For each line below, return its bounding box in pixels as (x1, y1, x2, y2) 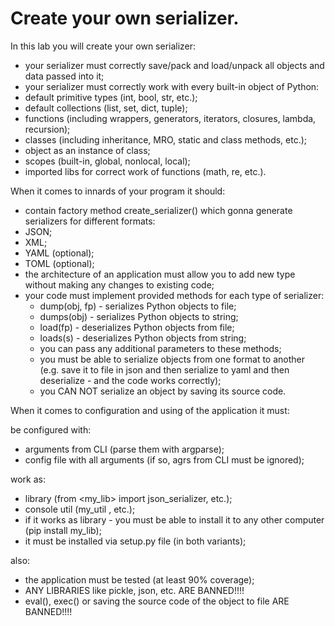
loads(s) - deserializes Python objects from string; (39, 332, 247, 344)
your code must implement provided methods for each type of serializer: (24, 289, 325, 301)
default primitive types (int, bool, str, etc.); (24, 91, 198, 103)
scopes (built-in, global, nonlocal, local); (24, 155, 191, 167)
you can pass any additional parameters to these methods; (39, 342, 282, 354)
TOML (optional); (24, 257, 95, 269)
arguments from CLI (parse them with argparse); (24, 443, 225, 455)
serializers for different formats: (24, 215, 156, 227)
